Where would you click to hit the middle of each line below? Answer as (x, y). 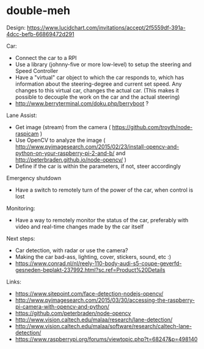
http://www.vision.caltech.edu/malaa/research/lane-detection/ (94, 320)
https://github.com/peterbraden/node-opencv (73, 313)
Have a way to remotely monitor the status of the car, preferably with (102, 220)
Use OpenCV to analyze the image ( (60, 140)
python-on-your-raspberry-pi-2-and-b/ (65, 153)
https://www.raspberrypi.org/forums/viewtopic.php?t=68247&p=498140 (106, 339)
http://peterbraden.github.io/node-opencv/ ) (71, 159)
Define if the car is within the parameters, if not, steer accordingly (98, 166)
